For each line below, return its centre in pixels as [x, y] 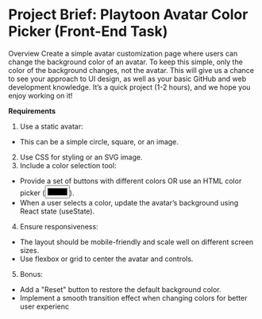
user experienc [44, 306]
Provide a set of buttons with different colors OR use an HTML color [131, 181]
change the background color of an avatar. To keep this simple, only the [126, 62]
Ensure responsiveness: [59, 226]
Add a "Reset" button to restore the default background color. [120, 289]
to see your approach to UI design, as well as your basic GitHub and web [127, 79]
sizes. [29, 250]
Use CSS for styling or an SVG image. [81, 157]
